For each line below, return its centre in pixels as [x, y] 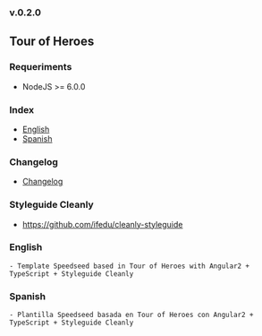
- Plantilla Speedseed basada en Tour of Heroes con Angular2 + [131, 315]
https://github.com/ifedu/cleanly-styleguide [102, 224]
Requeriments [41, 67]
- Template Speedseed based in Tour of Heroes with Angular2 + [130, 266]
